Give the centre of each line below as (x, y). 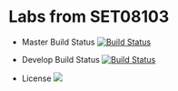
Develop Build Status (61, 59)
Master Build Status (58, 42)
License (36, 78)
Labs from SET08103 (89, 17)
